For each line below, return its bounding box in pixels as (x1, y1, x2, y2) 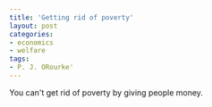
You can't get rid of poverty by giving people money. (9, 86, 204, 98)
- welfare (9, 46, 47, 55)
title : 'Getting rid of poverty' (9, 12, 134, 22)
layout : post (9, 21, 58, 30)
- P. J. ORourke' (9, 63, 74, 72)
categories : (9, 29, 54, 38)
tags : (9, 54, 30, 63)
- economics (9, 37, 54, 47)
